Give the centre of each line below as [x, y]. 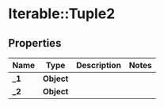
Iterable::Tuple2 [62, 14]
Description [99, 65]
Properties [35, 43]
